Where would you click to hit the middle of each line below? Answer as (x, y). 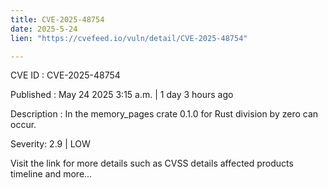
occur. (23, 125)
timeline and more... (51, 174)
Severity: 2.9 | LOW (50, 144)
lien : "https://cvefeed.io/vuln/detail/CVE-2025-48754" (129, 38)
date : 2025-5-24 (44, 29)
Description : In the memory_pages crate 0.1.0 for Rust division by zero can (164, 114)
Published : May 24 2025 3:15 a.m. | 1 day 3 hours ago (122, 95)
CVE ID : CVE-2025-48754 (65, 75)
